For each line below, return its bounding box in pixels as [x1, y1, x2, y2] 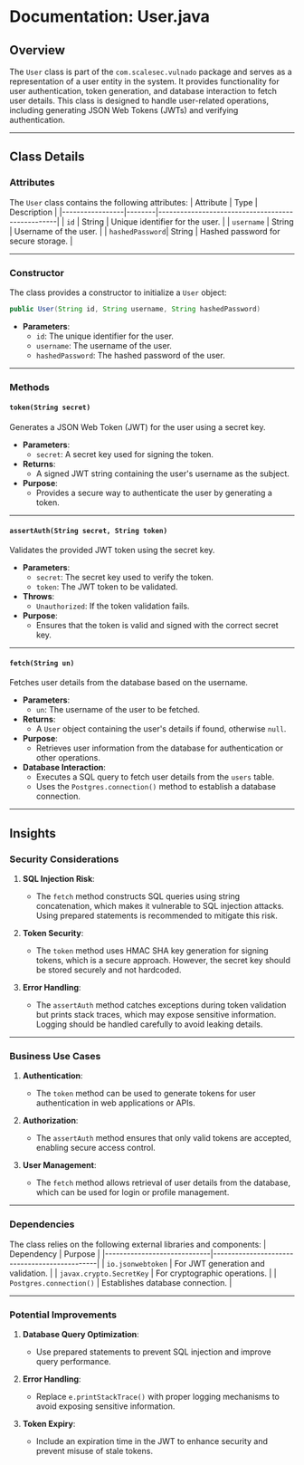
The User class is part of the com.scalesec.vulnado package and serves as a [9, 66, 292, 77]
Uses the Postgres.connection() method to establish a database [35, 781, 276, 792]
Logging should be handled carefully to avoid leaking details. [35, 1019, 263, 1029]
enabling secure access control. [35, 1143, 156, 1154]
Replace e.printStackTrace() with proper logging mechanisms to [35, 1391, 280, 1402]
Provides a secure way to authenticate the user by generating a [35, 487, 273, 498]
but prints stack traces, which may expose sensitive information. [35, 1010, 277, 1020]
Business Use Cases [9, 1050, 101, 1062]
